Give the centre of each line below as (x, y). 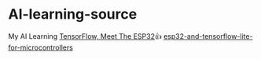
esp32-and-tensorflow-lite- (208, 36)
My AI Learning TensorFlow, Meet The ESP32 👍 (85, 36)
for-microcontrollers (40, 47)
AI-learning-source (73, 14)
